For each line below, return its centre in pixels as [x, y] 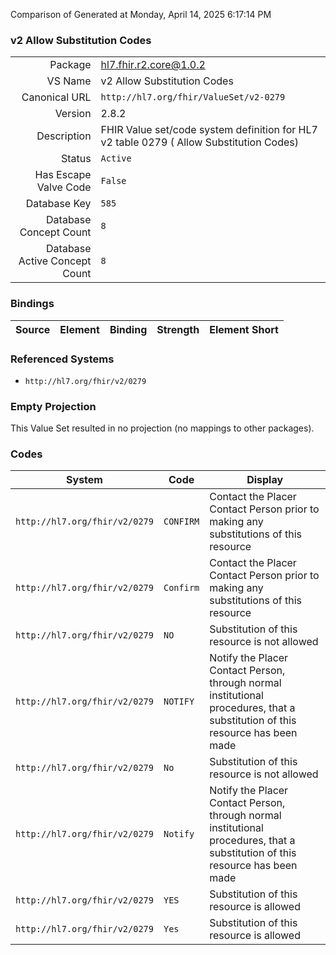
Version [73, 114]
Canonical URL [56, 97]
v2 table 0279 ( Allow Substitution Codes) [200, 142]
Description [64, 136]
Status [76, 159]
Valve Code [64, 187]
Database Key [58, 204]
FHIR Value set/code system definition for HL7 [209, 130]
